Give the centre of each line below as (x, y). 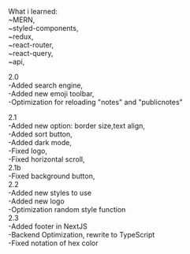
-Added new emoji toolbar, (51, 93)
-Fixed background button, (52, 176)
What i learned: (33, 11)
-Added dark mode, (40, 142)
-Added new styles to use (50, 193)
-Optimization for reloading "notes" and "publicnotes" (95, 102)
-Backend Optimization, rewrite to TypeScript (82, 235)
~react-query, (31, 53)
